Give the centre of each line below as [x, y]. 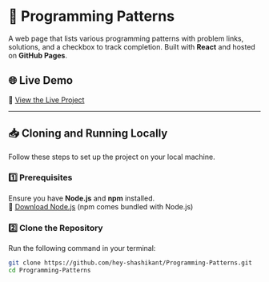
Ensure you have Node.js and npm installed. [82, 198]
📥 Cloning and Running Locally [88, 134]
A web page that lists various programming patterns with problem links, [126, 38]
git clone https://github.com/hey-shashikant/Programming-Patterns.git [130, 263]
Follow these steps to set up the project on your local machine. [112, 157]
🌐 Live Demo [41, 80]
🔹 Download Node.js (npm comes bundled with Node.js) [101, 206]
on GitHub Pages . [38, 55]
